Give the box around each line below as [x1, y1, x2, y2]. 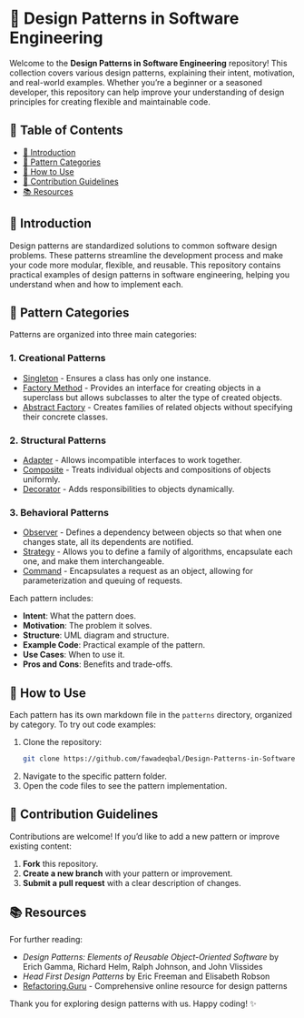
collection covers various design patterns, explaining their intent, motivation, [9, 67, 295, 78]
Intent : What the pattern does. [22, 610, 137, 621]
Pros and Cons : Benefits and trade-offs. [22, 659, 173, 670]
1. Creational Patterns [9, 352, 106, 365]
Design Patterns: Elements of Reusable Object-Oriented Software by [22, 951, 279, 963]
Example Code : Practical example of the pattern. [22, 640, 206, 650]
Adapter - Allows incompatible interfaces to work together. [22, 454, 242, 465]
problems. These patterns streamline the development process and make [9, 249, 284, 260]
